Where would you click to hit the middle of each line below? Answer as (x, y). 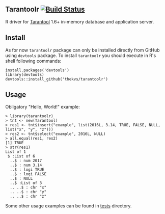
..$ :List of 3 (26, 183)
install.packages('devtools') (37, 70)
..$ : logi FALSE (28, 174)
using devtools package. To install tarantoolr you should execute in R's (81, 55)
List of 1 (16, 152)
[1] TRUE (15, 143)
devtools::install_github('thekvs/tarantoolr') (57, 79)
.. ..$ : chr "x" (28, 188)
